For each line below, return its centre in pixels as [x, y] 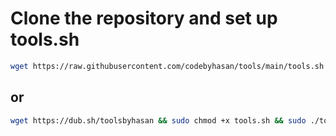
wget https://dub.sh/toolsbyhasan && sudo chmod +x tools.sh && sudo [158, 120]
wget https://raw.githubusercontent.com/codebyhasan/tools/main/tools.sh [167, 66]
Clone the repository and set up [144, 18]
